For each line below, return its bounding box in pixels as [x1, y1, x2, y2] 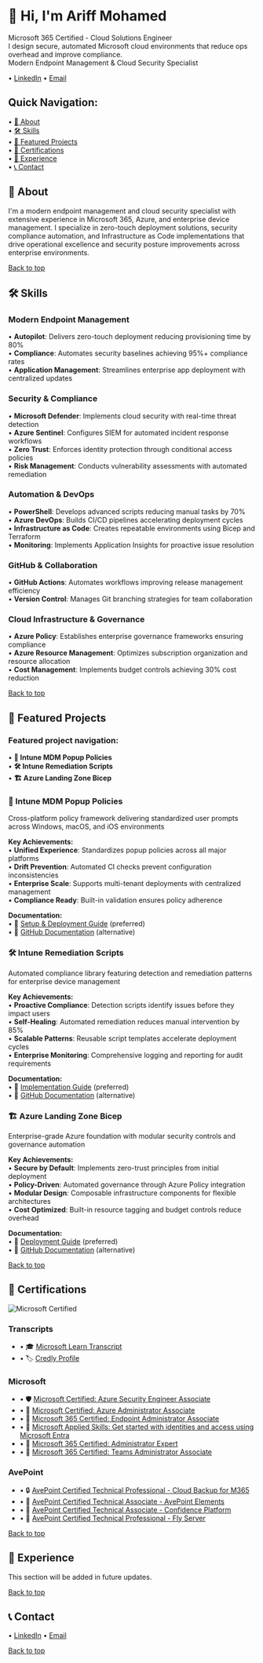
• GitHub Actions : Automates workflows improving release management [8, 578, 243, 587]
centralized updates [8, 374, 73, 383]
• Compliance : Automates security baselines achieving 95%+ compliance [8, 348, 248, 358]
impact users [8, 1008, 51, 1018]
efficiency [8, 586, 41, 596]
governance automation [8, 1140, 86, 1149]
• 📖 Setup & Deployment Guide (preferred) [8, 919, 145, 928]
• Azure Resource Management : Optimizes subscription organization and [8, 648, 248, 658]
